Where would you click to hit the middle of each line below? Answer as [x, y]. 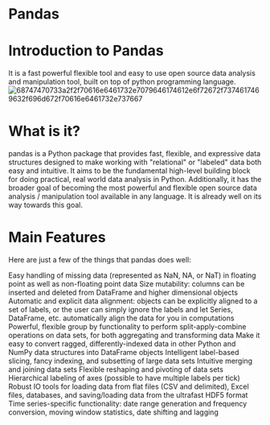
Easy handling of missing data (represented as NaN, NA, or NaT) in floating [132, 275]
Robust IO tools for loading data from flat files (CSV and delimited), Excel [129, 386]
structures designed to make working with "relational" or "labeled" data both [135, 163]
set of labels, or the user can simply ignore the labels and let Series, [121, 309]
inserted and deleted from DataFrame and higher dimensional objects [123, 292]
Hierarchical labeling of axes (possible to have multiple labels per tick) [125, 378]
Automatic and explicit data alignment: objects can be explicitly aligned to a [133, 301]
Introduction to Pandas [86, 51]
